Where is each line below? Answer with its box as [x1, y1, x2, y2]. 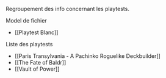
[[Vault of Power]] [14, 65, 60, 73]
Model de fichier [5, 17, 47, 24]
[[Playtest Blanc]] [14, 29, 59, 36]
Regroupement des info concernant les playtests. [5, 5, 129, 12]
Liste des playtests [5, 41, 53, 48]
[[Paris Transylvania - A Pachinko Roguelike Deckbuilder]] [14, 52, 161, 60]
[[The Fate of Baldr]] [14, 59, 67, 66]
